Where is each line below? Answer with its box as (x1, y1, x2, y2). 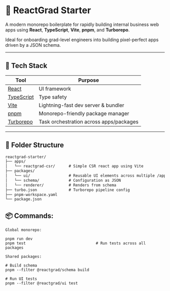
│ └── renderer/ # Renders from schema (5, 182, 116, 187)
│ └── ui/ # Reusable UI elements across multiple (5, 173, 155, 178)
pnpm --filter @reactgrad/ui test (5, 281, 78, 286)
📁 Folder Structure (5, 141, 64, 149)
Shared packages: (5, 254, 42, 260)
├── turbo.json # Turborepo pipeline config (5, 187, 130, 192)
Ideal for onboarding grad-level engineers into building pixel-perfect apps (5, 37, 159, 43)
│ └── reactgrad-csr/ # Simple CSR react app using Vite (5, 164, 144, 169)
